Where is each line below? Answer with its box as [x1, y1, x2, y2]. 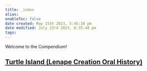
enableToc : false [5, 16, 41, 21]
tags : [5, 30, 16, 35]
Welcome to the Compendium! [5, 44, 67, 49]
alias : [5, 12, 19, 17]
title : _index [5, 7, 35, 12]
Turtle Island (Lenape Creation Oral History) [5, 58, 143, 67]
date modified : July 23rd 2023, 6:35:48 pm [5, 26, 97, 31]
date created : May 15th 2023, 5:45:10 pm [5, 21, 92, 26]
